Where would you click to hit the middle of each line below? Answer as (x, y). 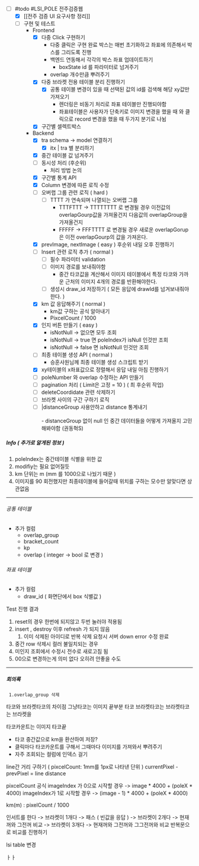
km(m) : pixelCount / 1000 (38, 805)
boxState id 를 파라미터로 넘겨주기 (99, 67)
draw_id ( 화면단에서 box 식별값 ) (62, 596)
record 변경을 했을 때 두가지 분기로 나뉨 (121, 119)
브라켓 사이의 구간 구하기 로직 (75, 399)
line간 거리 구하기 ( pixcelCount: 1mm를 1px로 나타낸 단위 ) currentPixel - (92, 767)
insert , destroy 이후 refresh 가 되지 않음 (62, 629)
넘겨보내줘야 (175, 289)
